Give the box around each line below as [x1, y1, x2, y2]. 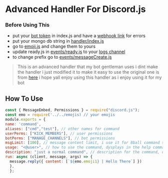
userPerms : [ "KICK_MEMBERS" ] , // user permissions [5, 131, 113, 136]
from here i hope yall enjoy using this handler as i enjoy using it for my [17, 74, 162, 81]
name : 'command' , [5, 121, 41, 126]
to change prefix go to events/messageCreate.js [12, 54, 112, 60]
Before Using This [5, 22, 50, 29]
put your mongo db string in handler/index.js [12, 38, 104, 44]
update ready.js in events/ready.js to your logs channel [12, 49, 125, 55]
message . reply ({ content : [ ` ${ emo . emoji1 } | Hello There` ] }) [9, 159, 142, 164]
